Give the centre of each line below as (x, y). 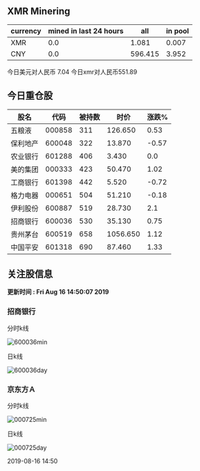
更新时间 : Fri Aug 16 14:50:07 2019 (58, 292)
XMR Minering (39, 11)
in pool (177, 30)
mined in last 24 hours (86, 30)
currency (26, 30)
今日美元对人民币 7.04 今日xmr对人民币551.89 (72, 71)
